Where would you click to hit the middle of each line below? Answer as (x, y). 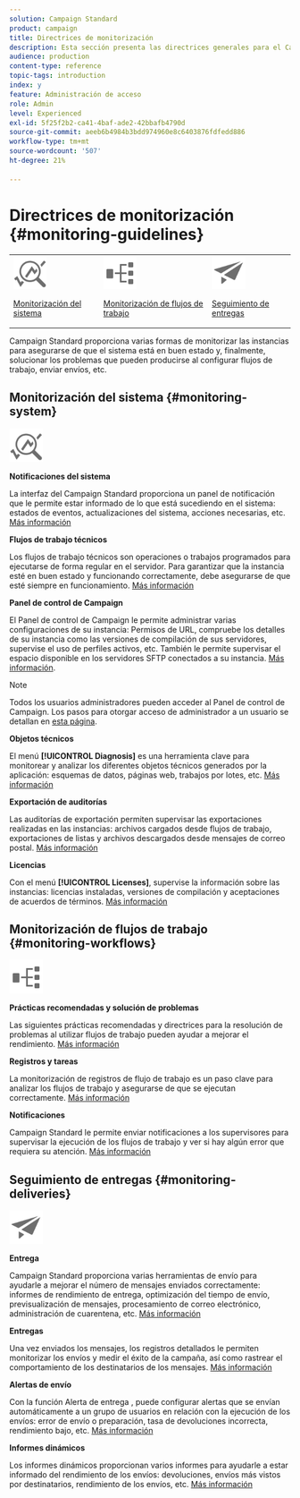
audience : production (50, 57)
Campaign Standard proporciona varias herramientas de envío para (133, 1276)
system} (33, 412)
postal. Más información (54, 847)
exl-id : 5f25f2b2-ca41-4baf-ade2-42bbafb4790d (97, 123)
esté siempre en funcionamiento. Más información (102, 585)
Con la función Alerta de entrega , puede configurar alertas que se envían (145, 1402)
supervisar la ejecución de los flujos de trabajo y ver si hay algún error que (147, 1142)
